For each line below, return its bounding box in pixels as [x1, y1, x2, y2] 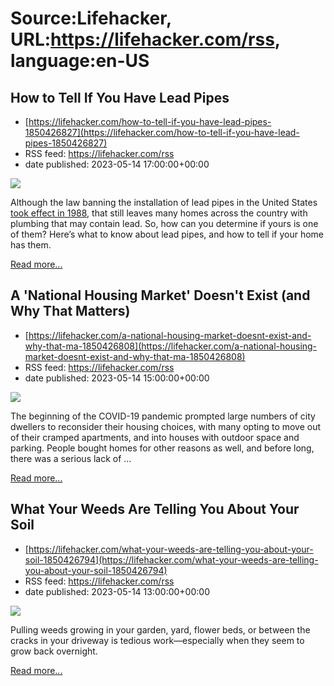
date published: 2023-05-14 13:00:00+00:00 [24, 585, 210, 597]
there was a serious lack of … [10, 452, 132, 464]
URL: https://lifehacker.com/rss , [10, 28, 281, 51]
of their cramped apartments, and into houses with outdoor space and [10, 431, 300, 443]
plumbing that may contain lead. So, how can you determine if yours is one [10, 218, 319, 229]
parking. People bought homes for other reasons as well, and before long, [10, 442, 315, 454]
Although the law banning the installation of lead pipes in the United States [10, 197, 318, 208]
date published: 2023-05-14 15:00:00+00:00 [24, 372, 210, 384]
